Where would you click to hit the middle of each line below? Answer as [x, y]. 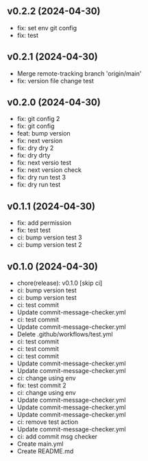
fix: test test [34, 231]
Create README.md [45, 451]
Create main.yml [40, 444]
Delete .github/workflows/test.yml [65, 334]
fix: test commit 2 [41, 385]
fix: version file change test [56, 81]
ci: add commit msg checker [57, 437]
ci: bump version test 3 [49, 237]
